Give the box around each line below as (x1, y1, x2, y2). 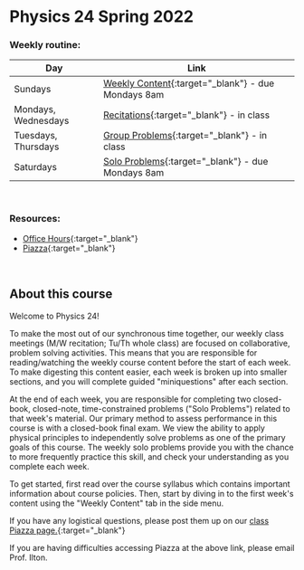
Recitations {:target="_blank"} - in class (102, 109, 270, 121)
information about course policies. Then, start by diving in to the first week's (9, 488, 294, 499)
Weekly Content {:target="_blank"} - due (102, 77, 275, 90)
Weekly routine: (9, 39, 81, 52)
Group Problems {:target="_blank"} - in (102, 129, 268, 142)
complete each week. (9, 461, 90, 471)
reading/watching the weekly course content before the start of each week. (9, 356, 291, 367)
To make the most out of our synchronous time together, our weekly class (9, 328, 285, 338)
